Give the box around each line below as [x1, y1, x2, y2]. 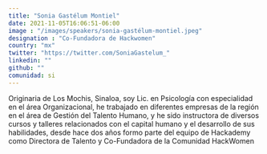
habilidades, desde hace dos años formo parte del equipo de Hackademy [8, 128, 251, 137]
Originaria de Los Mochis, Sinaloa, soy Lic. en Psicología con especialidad [8, 93, 253, 103]
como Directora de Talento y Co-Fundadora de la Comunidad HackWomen [8, 136, 255, 145]
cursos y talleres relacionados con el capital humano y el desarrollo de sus [8, 119, 255, 128]
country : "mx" [8, 42, 56, 50]
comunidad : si [8, 71, 56, 79]
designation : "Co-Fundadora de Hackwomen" [8, 34, 156, 43]
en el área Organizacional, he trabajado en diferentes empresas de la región [8, 102, 259, 111]
